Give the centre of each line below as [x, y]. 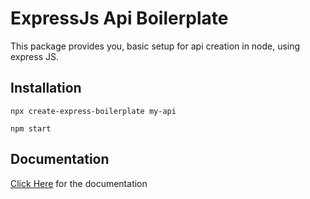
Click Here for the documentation [79, 183]
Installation [46, 88]
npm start [31, 128]
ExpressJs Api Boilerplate [119, 18]
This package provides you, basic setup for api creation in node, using [155, 46]
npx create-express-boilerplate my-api [93, 111]
